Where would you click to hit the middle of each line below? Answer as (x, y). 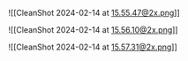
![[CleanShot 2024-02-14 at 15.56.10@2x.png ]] (93, 30)
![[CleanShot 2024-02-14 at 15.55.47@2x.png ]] (94, 13)
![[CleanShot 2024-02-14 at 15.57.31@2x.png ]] (93, 47)
